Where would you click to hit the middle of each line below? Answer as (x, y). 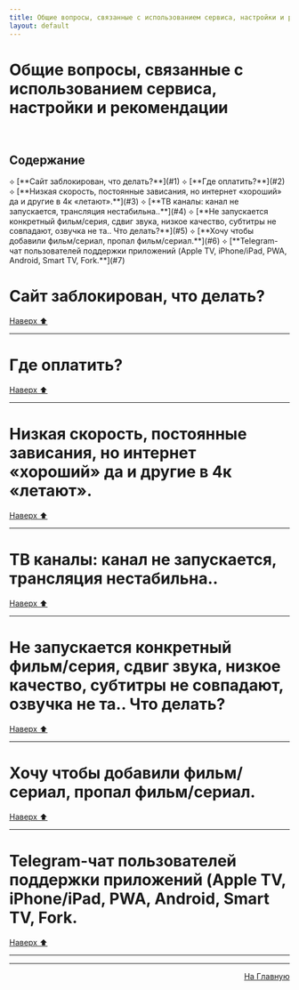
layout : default (39, 26)
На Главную (267, 976)
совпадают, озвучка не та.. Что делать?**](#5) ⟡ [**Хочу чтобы (132, 231)
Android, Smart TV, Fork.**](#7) (67, 261)
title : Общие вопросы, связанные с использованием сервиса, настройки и (147, 17)
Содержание (48, 160)
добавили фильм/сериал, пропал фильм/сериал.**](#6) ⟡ (118, 241)
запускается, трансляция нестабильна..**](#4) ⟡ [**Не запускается (139, 212)
